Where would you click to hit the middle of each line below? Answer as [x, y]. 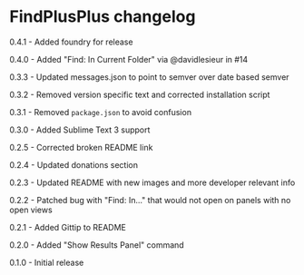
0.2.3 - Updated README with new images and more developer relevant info [152, 182]
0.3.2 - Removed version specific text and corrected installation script [140, 94]
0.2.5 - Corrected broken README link [81, 147]
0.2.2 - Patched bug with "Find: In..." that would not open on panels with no [150, 200]
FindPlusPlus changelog [103, 17]
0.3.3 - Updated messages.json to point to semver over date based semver [149, 77]
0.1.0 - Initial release [47, 262]
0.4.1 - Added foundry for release [71, 42]
